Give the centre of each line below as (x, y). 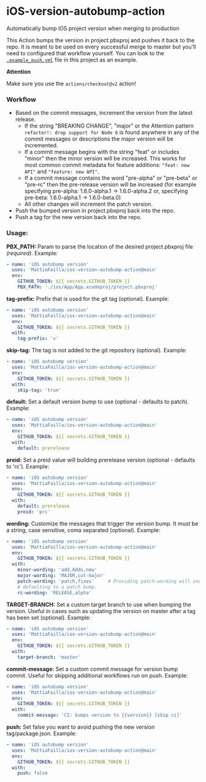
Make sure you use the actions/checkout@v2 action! (71, 83)
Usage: (17, 233)
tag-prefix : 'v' (38, 339)
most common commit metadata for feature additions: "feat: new (107, 165)
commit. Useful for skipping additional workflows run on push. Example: (97, 675)
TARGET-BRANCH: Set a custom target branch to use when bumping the (99, 604)
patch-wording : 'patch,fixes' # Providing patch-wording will (104, 581)
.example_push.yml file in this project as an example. (72, 60)
